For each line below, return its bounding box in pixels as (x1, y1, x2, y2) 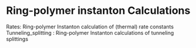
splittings (6, 35, 28, 42)
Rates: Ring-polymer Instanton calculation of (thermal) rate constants (6, 23, 174, 30)
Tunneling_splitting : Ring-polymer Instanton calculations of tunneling (6, 29, 174, 36)
